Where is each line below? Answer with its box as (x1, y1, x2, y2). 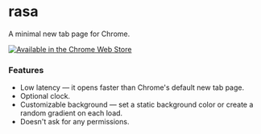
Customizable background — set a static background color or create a (19, 99, 254, 110)
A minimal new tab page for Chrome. (8, 29, 130, 39)
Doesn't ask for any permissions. (19, 117, 130, 127)
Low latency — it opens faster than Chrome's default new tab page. (19, 83, 245, 92)
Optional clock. (19, 91, 71, 101)
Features (8, 64, 44, 75)
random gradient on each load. (19, 108, 123, 118)
